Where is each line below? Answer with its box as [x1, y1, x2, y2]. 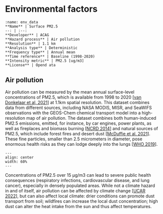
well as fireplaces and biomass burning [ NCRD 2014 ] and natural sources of [5, 125, 158, 131]
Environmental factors [5, 3, 98, 15]
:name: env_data [5, 20, 38, 25]
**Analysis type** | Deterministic [5, 45, 78, 50]
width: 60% [5, 159, 27, 164]
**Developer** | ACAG [5, 32, 49, 37]
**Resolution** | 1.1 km [5, 41, 56, 46]
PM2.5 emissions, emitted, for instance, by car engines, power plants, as [5, 120, 152, 126]
